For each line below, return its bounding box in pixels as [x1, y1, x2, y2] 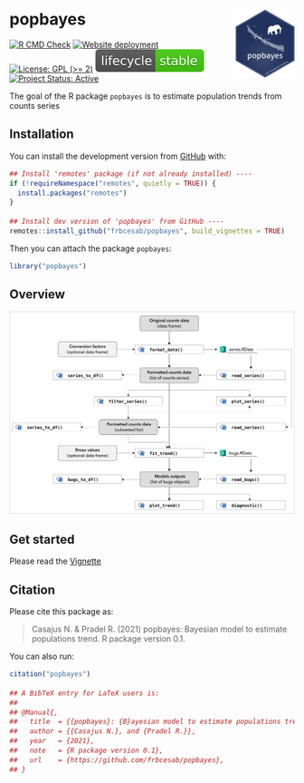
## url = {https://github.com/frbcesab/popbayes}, [9, 755, 224, 765]
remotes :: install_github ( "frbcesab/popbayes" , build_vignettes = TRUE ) [9, 227, 285, 236]
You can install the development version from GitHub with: [9, 150, 226, 161]
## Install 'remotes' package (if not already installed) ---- [9, 169, 253, 179]
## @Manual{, [9, 708, 59, 717]
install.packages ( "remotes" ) [17, 188, 128, 198]
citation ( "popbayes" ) [9, 670, 91, 679]
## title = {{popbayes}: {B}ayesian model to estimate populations [9, 717, 281, 727]
